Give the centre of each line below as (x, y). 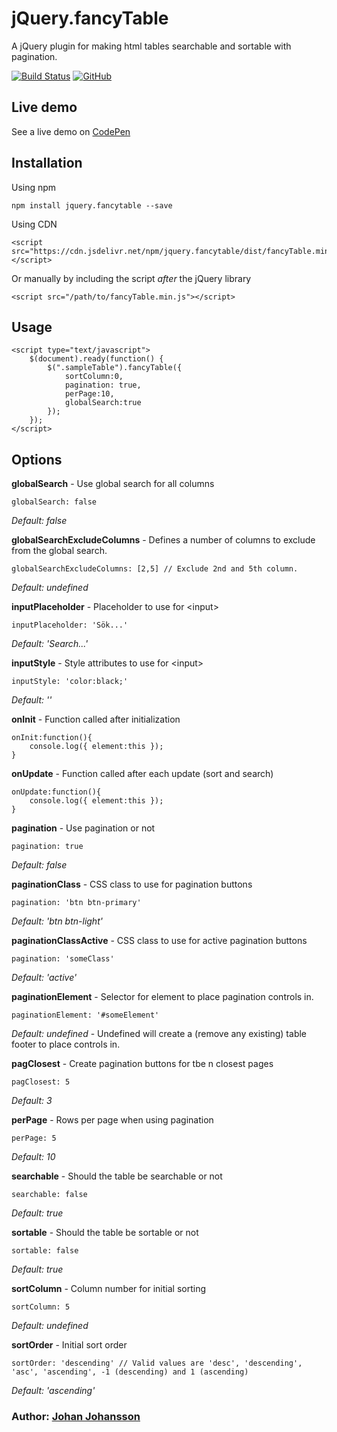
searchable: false (49, 1195)
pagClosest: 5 (41, 1082)
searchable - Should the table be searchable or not (117, 1176)
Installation (47, 163)
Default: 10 (33, 1157)
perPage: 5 (34, 1138)
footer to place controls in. (66, 1044)
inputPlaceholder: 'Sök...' (70, 625)
